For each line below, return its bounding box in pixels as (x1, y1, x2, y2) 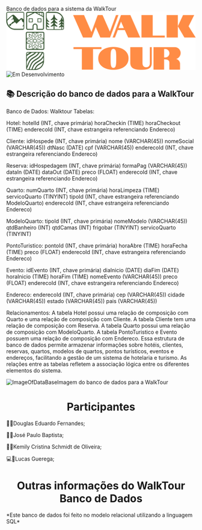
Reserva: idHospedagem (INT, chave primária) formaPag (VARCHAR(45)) (6, 162, 188, 170)
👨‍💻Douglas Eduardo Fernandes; (6, 420, 85, 427)
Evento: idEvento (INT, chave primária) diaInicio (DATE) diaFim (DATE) (6, 267, 179, 274)
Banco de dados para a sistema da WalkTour (6, 5, 117, 12)
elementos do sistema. (6, 367, 63, 374)
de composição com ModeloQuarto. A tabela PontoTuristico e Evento (6, 328, 177, 336)
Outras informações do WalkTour (17, 479, 185, 493)
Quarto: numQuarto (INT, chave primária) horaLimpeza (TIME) (6, 187, 160, 194)
